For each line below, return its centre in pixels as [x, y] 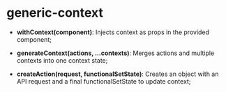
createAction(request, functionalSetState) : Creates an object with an [118, 74]
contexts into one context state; [62, 60]
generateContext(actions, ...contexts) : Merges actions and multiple [115, 53]
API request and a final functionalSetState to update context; [104, 81]
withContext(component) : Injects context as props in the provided [113, 32]
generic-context [55, 13]
